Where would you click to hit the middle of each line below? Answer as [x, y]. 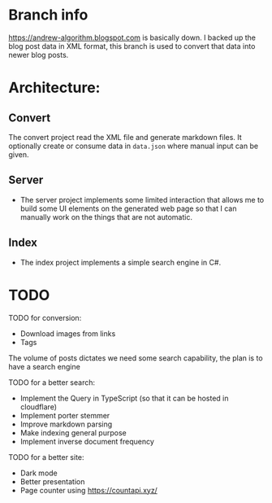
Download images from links [68, 333]
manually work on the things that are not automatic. [106, 217]
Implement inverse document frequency [87, 441]
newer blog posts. [39, 55]
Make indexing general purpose [73, 432]
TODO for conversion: [45, 317]
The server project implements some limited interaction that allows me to [142, 199]
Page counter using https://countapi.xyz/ [89, 490]
